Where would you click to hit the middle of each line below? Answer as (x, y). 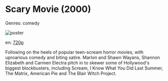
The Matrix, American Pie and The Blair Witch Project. (61, 73)
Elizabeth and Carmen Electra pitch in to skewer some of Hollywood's (77, 62)
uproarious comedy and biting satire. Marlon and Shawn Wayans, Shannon (82, 57)
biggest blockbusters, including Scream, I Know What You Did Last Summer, (84, 68)
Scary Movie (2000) (48, 9)
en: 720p (15, 42)
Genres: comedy (22, 23)
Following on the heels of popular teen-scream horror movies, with (74, 52)
